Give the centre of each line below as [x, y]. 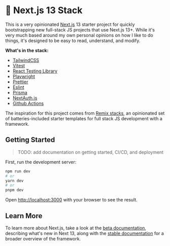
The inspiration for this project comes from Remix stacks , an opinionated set [85, 113]
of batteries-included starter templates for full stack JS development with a [84, 118]
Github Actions [28, 103]
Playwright [24, 76]
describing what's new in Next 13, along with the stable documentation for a [84, 233]
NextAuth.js [25, 98]
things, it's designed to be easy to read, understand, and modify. [73, 41]
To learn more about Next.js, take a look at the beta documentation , [76, 228]
